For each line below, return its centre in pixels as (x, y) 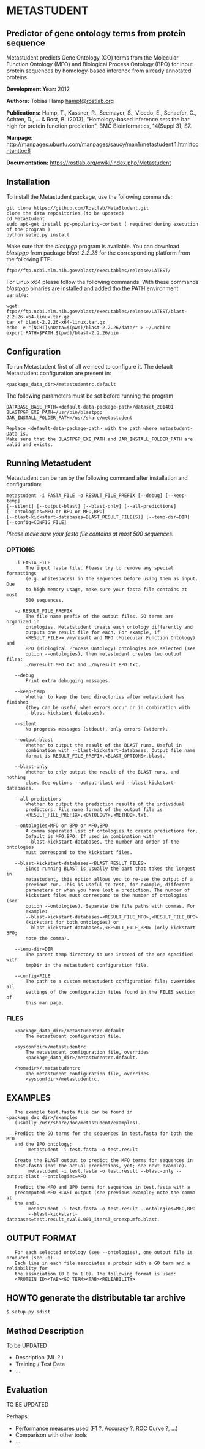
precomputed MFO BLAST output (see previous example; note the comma (105, 1193)
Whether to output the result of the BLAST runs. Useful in (104, 745)
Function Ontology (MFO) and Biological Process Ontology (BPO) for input (100, 64)
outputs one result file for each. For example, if (93, 632)
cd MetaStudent (26, 218)
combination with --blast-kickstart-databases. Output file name (110, 750)
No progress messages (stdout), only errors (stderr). (97, 729)
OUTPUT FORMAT (42, 1238)
